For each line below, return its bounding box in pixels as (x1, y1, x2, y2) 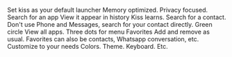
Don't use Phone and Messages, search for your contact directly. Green (7, 21, 213, 28)
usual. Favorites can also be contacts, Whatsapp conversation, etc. (7, 35, 199, 43)
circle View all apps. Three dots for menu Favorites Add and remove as (7, 27, 210, 36)
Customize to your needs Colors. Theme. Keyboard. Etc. (7, 43, 168, 50)
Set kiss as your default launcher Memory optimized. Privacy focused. (7, 6, 208, 14)
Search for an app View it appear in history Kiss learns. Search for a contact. (7, 13, 226, 21)
